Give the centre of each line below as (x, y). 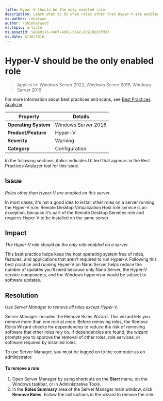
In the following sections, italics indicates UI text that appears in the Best (78, 160)
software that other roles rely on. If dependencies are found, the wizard (76, 332)
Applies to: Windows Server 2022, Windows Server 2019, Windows (84, 85)
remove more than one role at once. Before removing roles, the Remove (76, 322)
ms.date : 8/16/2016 (25, 37)
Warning (65, 140)
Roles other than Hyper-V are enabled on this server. (58, 192)
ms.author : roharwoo (26, 19)
